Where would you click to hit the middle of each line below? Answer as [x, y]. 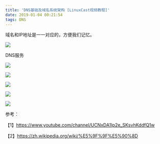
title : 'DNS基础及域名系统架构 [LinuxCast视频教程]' [58, 10]
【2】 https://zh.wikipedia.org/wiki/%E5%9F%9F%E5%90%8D [72, 136]
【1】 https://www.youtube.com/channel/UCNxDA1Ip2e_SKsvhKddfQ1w [80, 125]
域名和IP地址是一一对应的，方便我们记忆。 [50, 35]
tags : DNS [16, 19]
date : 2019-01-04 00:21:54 [34, 15]
